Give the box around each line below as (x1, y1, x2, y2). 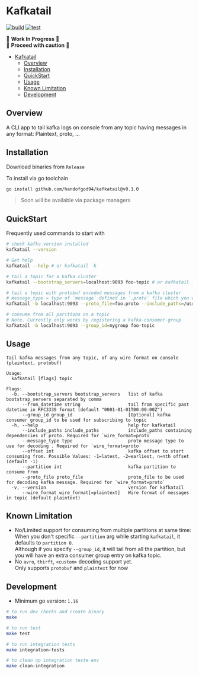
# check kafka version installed (6, 241, 89, 247)
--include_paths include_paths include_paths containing (21, 427, 192, 434)
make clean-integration (6, 663, 65, 669)
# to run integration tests (6, 641, 76, 647)
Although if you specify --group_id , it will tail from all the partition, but (14, 546, 185, 553)
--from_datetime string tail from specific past (21, 402, 190, 407)
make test (6, 631, 31, 636)
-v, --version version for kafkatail (11, 485, 184, 491)
